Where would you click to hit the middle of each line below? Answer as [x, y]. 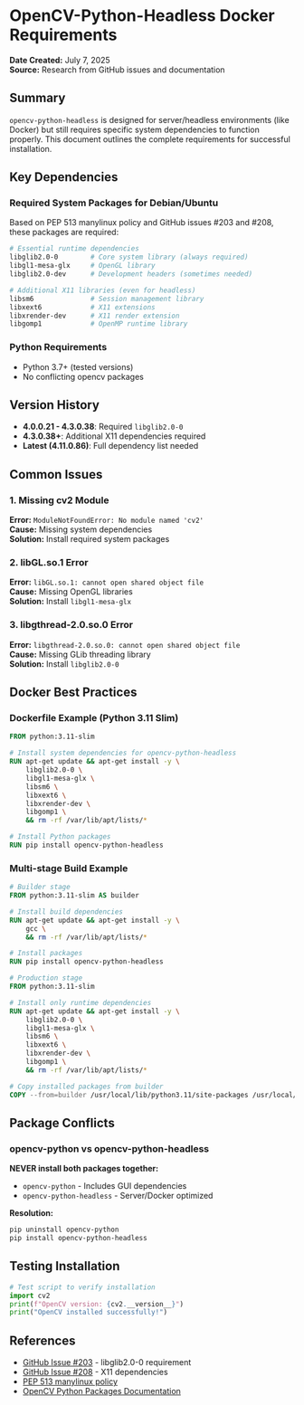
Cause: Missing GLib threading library [80, 654]
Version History [54, 405]
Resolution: [32, 1213]
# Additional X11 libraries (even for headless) [103, 290]
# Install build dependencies [66, 911]
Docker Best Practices [73, 693]
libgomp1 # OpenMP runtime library [99, 324]
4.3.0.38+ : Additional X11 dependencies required [114, 436]
